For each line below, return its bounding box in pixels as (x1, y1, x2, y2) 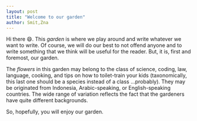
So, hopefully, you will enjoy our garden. (6, 108, 104, 115)
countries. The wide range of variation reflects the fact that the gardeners (6, 90, 185, 98)
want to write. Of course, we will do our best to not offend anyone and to (6, 42, 182, 49)
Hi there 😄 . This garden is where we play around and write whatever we (6, 36, 182, 43)
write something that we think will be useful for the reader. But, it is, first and (6, 48, 191, 55)
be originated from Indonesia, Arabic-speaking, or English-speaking (6, 85, 171, 92)
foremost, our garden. (6, 54, 59, 62)
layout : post (6, 8, 38, 15)
